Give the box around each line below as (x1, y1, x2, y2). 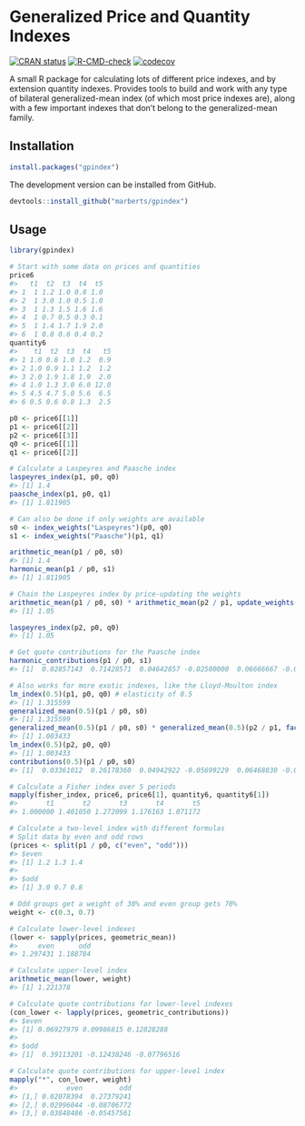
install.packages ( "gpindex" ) (9, 162, 120, 172)
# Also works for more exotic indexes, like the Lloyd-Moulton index (9, 680, 279, 690)
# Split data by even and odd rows (9, 832, 144, 841)
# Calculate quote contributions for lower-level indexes (9, 999, 233, 1009)
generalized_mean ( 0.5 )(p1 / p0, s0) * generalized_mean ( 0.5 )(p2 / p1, (9, 723, 282, 733)
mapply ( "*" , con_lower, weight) (9, 1075, 132, 1084)
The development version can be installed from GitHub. (9, 179, 217, 190)
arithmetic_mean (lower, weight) (9, 975, 132, 984)
